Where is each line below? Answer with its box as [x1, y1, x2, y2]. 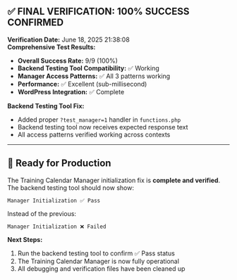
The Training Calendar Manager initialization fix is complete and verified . [7, 176, 221, 184]
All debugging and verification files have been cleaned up [17, 264, 186, 273]
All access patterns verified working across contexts [17, 130, 171, 139]
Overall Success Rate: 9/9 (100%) [17, 56, 119, 65]
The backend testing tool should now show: [7, 183, 134, 192]
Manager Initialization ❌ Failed [7, 223, 107, 230]
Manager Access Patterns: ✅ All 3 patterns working [17, 72, 171, 80]
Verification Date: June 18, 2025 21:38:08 [7, 35, 130, 44]
